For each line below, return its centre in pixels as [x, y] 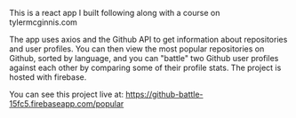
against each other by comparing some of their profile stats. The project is [145, 67]
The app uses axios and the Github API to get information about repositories [148, 39]
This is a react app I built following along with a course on [115, 13]
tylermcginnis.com [44, 22]
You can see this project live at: [67, 94]
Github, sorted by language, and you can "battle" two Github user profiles [144, 58]
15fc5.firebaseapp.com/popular [67, 104]
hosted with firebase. [48, 77]
